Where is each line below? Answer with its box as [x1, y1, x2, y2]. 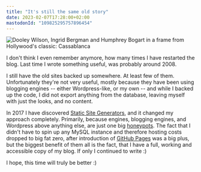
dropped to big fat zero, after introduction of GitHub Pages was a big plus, [6, 135, 190, 142]
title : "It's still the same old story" [6, 8, 109, 15]
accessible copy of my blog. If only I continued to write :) [6, 147, 147, 155]
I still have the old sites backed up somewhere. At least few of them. [6, 73, 175, 80]
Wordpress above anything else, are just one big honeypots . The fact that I [6, 122, 191, 129]
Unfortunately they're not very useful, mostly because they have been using [6, 79, 194, 86]
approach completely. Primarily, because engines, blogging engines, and [6, 116, 187, 123]
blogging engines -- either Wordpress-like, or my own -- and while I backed [6, 85, 194, 92]
